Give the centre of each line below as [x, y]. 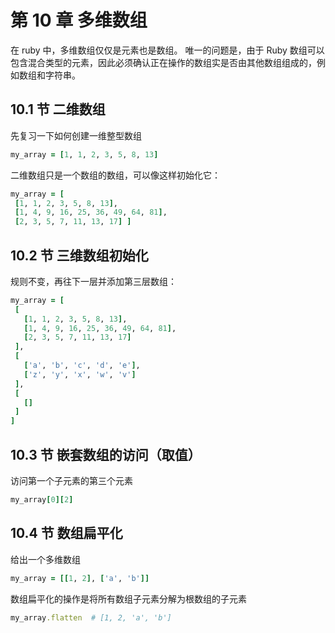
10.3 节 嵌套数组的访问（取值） [106, 454]
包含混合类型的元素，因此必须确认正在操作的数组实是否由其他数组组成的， [163, 62]
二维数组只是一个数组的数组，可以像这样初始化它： [115, 175]
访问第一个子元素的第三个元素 [71, 480]
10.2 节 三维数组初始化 [79, 255]
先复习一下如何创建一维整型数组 [76, 135]
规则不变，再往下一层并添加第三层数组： [93, 281]
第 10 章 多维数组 [79, 20]
